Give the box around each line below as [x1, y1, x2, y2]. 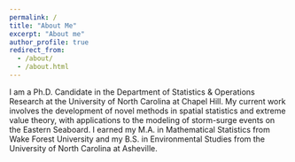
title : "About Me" [9, 21, 77, 30]
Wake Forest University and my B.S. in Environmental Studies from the [9, 134, 266, 144]
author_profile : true [9, 37, 89, 47]
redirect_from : [9, 46, 66, 55]
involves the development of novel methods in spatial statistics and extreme [9, 105, 286, 116]
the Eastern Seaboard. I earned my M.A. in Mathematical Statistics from [9, 124, 270, 135]
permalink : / [9, 12, 58, 22]
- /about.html [17, 63, 69, 72]
